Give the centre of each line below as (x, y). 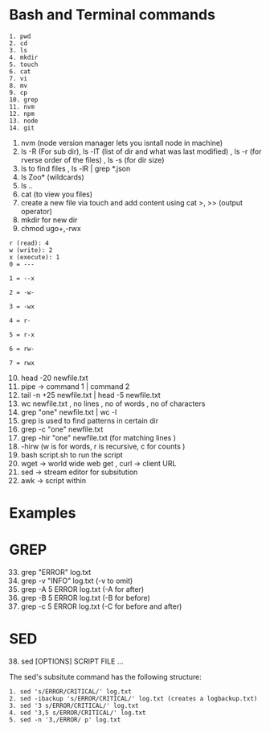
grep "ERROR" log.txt (56, 573)
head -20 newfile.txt (54, 378)
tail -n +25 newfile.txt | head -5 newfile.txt (91, 395)
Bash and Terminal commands (112, 15)
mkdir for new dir (49, 220)
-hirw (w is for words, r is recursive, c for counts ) (103, 446)
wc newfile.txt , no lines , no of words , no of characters (113, 403)
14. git (22, 128)
